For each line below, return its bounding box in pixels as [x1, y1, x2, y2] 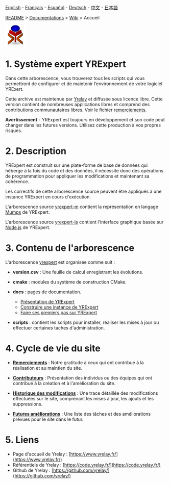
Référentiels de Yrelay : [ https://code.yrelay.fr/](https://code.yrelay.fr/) [12, 462, 161, 468]
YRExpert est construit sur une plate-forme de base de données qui [5, 162, 148, 168]
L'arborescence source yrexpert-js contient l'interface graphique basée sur [5, 219, 164, 225]
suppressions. [12, 401, 43, 407]
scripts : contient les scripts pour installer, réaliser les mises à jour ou [12, 319, 159, 325]
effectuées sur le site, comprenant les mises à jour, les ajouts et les [12, 395, 154, 401]
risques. [5, 127, 22, 134]
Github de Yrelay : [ [12, 467, 54, 473]
